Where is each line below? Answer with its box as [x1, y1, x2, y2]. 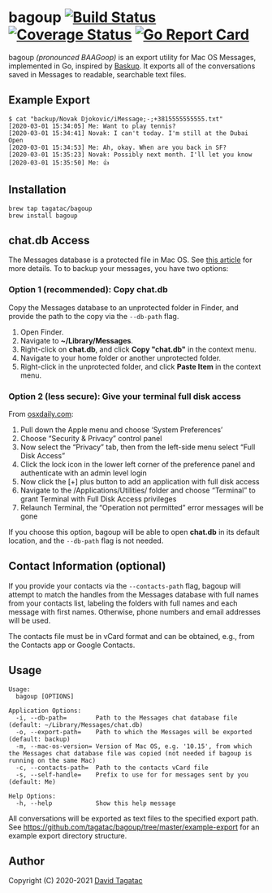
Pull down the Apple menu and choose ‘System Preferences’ [19, 424, 223, 435]
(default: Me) [8, 777, 57, 786]
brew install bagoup [8, 212, 79, 220]
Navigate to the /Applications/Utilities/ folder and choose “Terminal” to [19, 485, 256, 495]
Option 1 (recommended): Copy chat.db [8, 284, 168, 295]
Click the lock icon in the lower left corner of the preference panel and [19, 459, 256, 469]
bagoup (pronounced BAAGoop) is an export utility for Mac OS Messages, [8, 52, 257, 62]
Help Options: [8, 792, 57, 800]
